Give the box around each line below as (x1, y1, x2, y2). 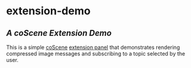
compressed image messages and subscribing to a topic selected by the (6, 50, 186, 57)
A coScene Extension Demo (6, 28, 112, 38)
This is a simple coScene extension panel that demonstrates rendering (6, 44, 180, 51)
